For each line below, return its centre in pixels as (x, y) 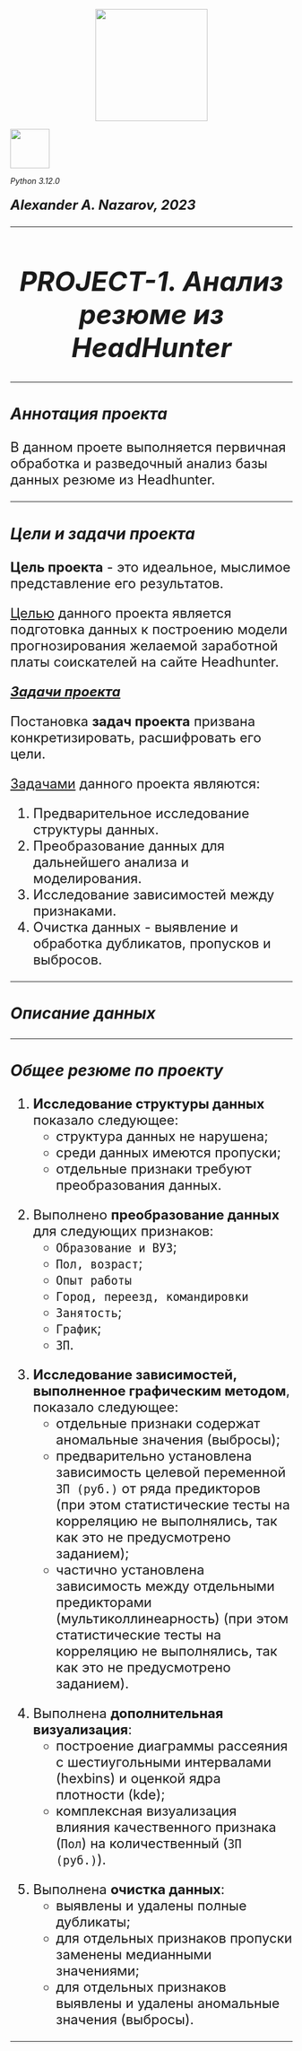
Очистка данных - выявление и (135, 927)
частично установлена (130, 1570)
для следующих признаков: (123, 1231)
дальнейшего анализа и (111, 862)
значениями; (98, 1971)
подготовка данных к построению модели (149, 629)
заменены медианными (134, 1955)
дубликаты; (93, 1922)
